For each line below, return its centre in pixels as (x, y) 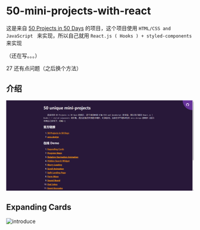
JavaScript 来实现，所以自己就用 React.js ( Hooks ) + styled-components (99, 35)
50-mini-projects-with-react (79, 11)
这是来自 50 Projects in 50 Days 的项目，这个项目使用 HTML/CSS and (89, 28)
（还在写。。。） (23, 55)
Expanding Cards (39, 207)
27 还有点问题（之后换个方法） (44, 68)
